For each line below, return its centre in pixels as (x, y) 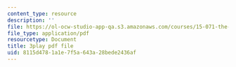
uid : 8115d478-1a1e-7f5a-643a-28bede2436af (72, 53)
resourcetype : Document (42, 40)
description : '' (31, 20)
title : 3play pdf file (40, 46)
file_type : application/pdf (48, 33)
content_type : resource (42, 14)
